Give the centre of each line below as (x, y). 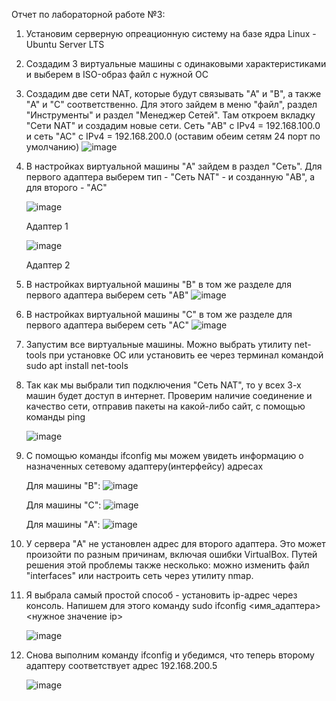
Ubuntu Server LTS (65, 44)
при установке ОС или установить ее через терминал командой (186, 355)
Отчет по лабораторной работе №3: (88, 14)
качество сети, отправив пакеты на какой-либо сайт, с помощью (165, 406)
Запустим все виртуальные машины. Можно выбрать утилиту (159, 344)
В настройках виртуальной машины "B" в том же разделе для (158, 284)
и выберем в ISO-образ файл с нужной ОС (117, 74)
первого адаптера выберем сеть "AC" (107, 325)
